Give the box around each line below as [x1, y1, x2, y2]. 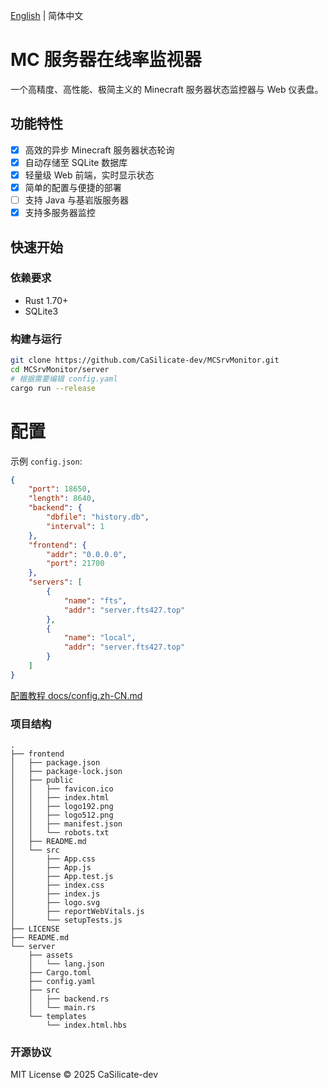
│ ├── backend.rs [28, 994, 110, 1004]
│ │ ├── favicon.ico [10, 784, 114, 794]
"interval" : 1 [46, 521, 105, 531]
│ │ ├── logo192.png [10, 802, 114, 812]
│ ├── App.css [10, 854, 97, 864]
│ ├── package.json [10, 758, 101, 768]
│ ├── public [10, 775, 74, 786]
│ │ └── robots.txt [10, 828, 110, 838]
